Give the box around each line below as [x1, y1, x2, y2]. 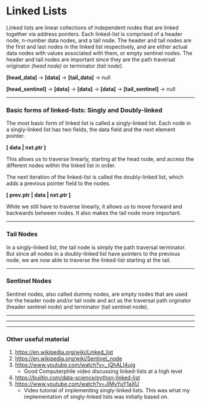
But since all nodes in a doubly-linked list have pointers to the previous [6, 250, 181, 257]
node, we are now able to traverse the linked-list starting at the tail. [6, 256, 172, 263]
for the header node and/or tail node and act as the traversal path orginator [6, 296, 191, 304]
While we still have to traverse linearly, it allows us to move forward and [6, 203, 182, 210]
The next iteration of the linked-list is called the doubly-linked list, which [6, 174, 184, 181]
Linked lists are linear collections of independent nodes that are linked [6, 24, 179, 31]
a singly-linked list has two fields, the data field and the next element [6, 126, 175, 133]
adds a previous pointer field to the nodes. [6, 180, 111, 187]
